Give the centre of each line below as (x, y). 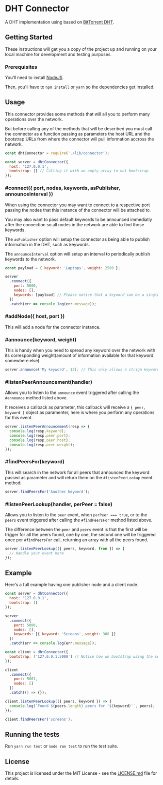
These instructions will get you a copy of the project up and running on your (81, 49)
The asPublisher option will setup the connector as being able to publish (77, 239)
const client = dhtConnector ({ (37, 652)
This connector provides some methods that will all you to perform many (78, 114)
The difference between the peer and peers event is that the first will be (76, 530)
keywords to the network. (31, 259)
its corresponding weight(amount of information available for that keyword (79, 355)
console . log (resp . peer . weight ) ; (42, 445)
